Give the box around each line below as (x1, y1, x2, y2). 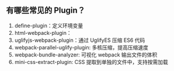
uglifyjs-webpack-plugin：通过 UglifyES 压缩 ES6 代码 (14, 37, 145, 44)
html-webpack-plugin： (14, 29, 72, 36)
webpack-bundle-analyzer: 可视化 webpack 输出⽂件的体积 (14, 51, 158, 58)
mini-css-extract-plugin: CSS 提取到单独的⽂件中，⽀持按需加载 (14, 58, 168, 65)
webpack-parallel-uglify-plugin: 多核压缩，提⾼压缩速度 (14, 44, 149, 51)
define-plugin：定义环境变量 (14, 22, 83, 29)
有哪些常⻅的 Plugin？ (6, 5, 86, 16)
